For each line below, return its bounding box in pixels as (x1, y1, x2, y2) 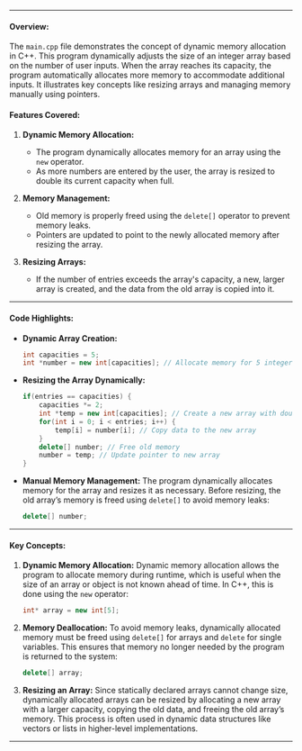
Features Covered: (9, 109, 81, 120)
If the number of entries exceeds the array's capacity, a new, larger (35, 274, 285, 285)
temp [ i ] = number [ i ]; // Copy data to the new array (55, 425, 257, 435)
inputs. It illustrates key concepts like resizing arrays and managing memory (9, 79, 291, 90)
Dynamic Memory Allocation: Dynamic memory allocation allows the (22, 560, 280, 571)
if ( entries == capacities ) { (22, 393, 132, 402)
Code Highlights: (9, 312, 74, 323)
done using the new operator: (22, 589, 129, 600)
